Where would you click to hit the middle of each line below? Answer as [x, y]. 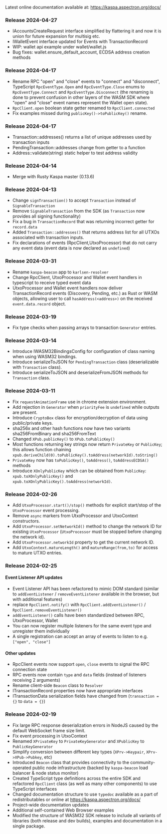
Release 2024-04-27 [31, 20]
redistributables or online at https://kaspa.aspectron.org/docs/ [77, 799]
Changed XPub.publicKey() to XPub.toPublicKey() [64, 439]
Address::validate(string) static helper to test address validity [75, 153]
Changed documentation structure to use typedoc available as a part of [85, 794]
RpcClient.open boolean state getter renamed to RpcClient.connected [83, 108]
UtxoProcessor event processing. [46, 510]
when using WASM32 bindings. [45, 357]
